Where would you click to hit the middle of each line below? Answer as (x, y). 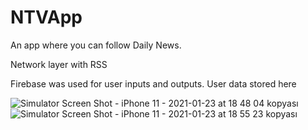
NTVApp (46, 17)
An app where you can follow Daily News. (96, 45)
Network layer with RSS (59, 64)
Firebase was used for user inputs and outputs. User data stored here (153, 83)
